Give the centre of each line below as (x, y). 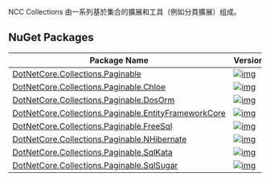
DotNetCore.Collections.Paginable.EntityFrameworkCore (119, 113)
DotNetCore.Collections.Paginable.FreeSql (92, 125)
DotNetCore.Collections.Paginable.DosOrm (94, 100)
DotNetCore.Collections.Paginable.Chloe (89, 87)
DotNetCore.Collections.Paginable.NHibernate (100, 139)
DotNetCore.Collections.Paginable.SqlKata (92, 152)
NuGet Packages (51, 37)
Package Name (119, 60)
